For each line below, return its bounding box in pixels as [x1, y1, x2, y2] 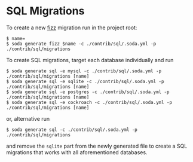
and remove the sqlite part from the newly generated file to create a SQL [6, 142, 188, 149]
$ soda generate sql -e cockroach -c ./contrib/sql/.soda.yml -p [6, 99, 172, 105]
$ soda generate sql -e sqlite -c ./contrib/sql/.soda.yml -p [6, 78, 164, 84]
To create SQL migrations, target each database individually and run [6, 56, 174, 63]
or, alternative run [6, 115, 50, 122]
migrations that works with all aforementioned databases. [6, 148, 148, 156]
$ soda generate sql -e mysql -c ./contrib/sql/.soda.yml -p [6, 68, 162, 74]
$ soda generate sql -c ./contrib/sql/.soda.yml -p [6, 127, 137, 133]
